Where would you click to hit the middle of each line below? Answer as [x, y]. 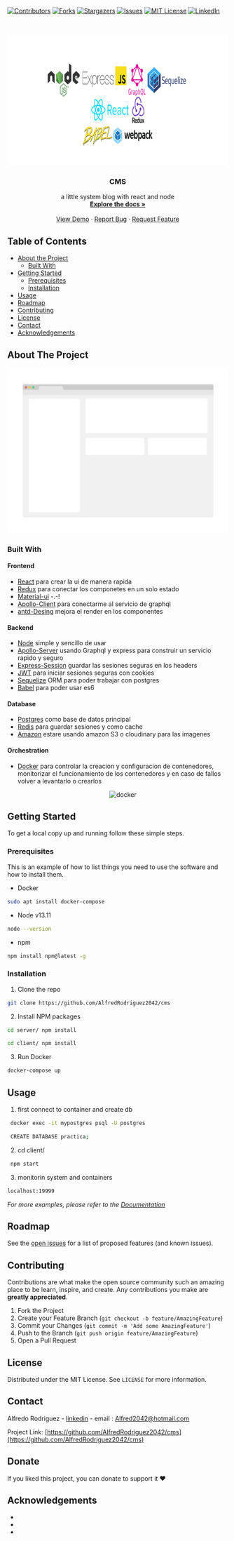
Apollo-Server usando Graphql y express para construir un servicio [114, 651]
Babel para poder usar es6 [56, 688]
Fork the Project [41, 1311]
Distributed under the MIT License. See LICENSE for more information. [107, 1379]
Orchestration [28, 751]
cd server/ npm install [42, 1030]
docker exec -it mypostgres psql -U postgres [78, 1123]
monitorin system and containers [65, 1177]
